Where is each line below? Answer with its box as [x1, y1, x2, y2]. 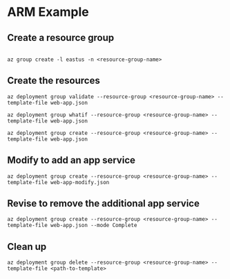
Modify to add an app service [7, 154, 136, 166]
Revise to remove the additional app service [7, 198, 200, 210]
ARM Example [7, 4, 89, 20]
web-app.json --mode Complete [50, 222, 137, 229]
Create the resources [7, 75, 100, 87]
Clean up [7, 240, 47, 253]
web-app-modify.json [50, 179, 110, 186]
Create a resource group [7, 32, 115, 44]
